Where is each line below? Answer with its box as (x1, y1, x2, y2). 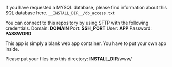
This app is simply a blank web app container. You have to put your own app (5, 40, 167, 47)
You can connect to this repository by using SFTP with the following (5, 20, 149, 26)
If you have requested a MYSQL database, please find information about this (5, 5, 167, 10)
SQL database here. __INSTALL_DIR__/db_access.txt (5, 10, 116, 16)
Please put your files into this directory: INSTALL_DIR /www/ (5, 56, 132, 62)
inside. (5, 46, 20, 52)
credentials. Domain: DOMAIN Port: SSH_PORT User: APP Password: (5, 25, 152, 31)
